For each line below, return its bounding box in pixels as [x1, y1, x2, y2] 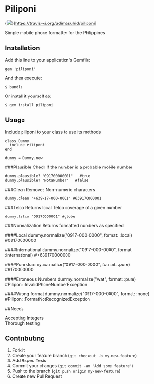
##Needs [5, 305, 24, 312]
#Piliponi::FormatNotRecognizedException [5, 296, 90, 302]
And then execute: [5, 75, 42, 81]
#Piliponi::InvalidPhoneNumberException [5, 281, 87, 287]
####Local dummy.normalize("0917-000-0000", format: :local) [5, 232, 132, 238]
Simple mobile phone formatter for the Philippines [5, 29, 105, 35]
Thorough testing [5, 320, 40, 326]
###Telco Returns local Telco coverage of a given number [5, 204, 122, 210]
